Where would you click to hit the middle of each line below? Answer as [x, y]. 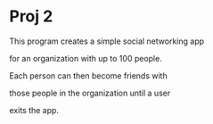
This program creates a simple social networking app [107, 41]
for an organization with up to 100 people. [86, 58]
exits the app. [34, 110]
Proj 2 [31, 17]
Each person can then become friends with [88, 75]
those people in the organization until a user [90, 93]
